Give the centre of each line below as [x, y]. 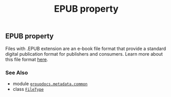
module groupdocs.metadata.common [50, 83]
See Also [17, 72]
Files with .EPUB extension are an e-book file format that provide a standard [86, 48]
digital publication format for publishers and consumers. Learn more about [84, 54]
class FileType [28, 89]
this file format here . [27, 59]
